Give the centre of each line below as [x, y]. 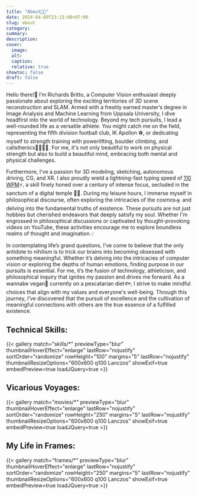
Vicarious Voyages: [43, 388]
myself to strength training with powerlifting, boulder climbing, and [87, 141]
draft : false [22, 78]
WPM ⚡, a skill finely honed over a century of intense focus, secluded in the [98, 185]
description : [22, 39]
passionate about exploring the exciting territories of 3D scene [82, 101]
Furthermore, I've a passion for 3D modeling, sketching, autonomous [90, 172]
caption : [22, 61]
